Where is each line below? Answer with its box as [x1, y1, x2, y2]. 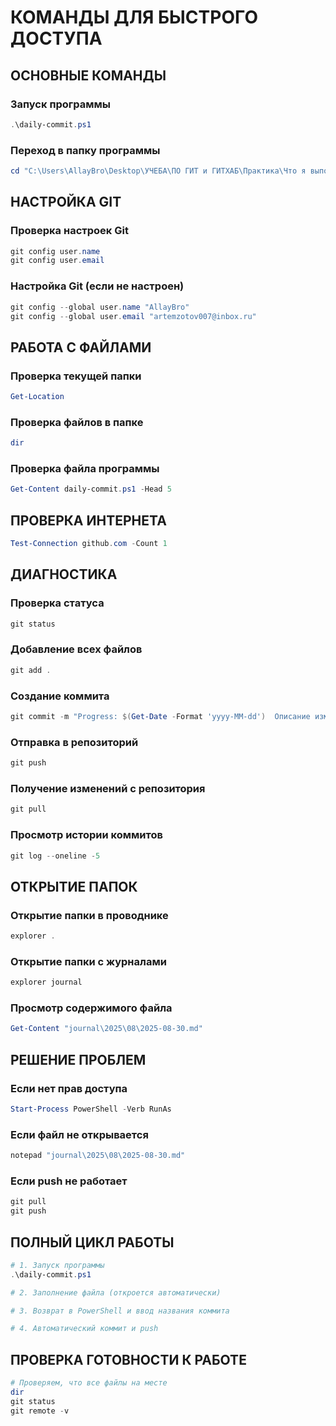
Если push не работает [10, 1174, 128, 1188]
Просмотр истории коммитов [10, 828, 163, 842]
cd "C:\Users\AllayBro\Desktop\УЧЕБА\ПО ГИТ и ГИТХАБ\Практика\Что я [10, 166, 307, 176]
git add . [10, 665, 52, 675]
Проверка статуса [10, 596, 105, 610]
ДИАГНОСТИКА [10, 566, 118, 583]
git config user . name [10, 246, 101, 256]
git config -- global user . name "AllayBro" [10, 302, 190, 312]
